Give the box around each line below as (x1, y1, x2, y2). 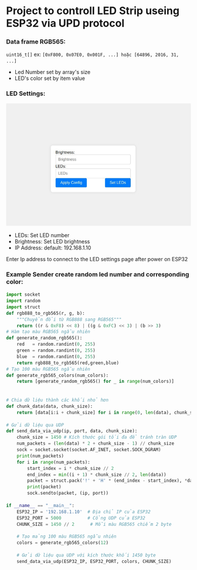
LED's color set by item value (14, 75, 86, 82)
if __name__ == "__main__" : (6, 502, 75, 508)
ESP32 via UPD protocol (6, 16, 125, 30)
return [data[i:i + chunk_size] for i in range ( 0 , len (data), (16, 409, 172, 415)
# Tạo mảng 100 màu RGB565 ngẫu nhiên (16, 534, 117, 539)
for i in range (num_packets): (16, 459, 91, 465)
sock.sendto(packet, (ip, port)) (27, 490, 109, 496)
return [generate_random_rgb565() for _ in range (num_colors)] (16, 378, 175, 385)
